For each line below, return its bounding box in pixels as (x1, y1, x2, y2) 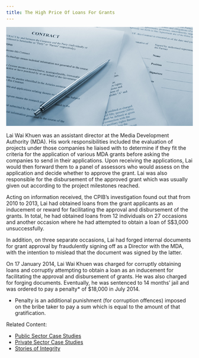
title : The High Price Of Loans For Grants (6, 9, 115, 15)
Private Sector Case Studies (14, 339, 84, 346)
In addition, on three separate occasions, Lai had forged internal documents (6, 236, 191, 243)
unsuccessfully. (6, 225, 44, 232)
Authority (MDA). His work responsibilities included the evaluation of (6, 138, 174, 145)
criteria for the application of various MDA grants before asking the (6, 151, 170, 158)
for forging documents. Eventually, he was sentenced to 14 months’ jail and (6, 279, 190, 287)
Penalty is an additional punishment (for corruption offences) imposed (14, 297, 187, 304)
